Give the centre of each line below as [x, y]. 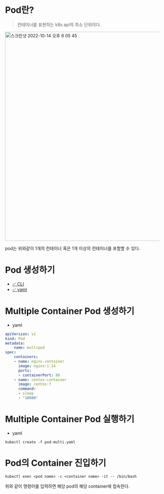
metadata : [15, 343]
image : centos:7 [35, 384]
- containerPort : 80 [39, 375]
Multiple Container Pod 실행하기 [70, 419]
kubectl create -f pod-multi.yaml [40, 442]
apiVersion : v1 [21, 334]
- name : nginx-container [39, 361]
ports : [25, 370]
